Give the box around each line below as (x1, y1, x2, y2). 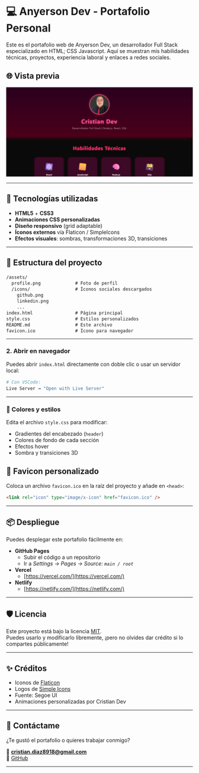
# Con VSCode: (6, 379, 41, 385)
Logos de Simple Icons (14, 686, 71, 693)
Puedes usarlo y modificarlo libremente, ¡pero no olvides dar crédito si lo (6, 634, 184, 641)
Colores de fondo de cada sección (14, 436, 99, 443)
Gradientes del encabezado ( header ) (14, 430, 104, 437)
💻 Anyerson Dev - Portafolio (6, 5, 150, 18)
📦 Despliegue (6, 517, 60, 527)
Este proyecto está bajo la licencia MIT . (6, 628, 102, 635)
